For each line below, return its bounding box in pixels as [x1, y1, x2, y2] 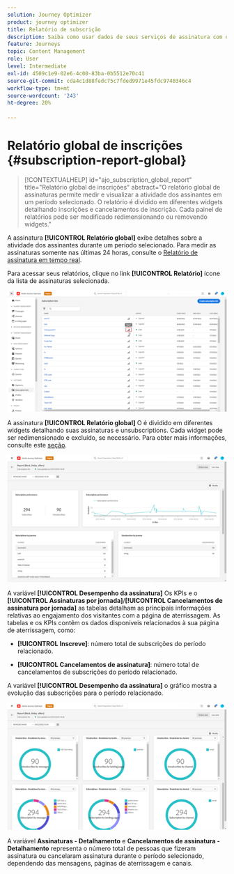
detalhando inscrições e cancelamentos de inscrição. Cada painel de [24, 205, 223, 213]
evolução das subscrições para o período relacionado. [7, 689, 164, 697]
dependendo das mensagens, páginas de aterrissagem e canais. [7, 859, 193, 868]
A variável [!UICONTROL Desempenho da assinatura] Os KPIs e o [7, 589, 198, 597]
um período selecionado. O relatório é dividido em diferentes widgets [24, 197, 223, 206]
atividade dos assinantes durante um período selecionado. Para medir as [7, 240, 217, 249]
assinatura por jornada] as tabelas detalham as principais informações [7, 604, 212, 612]
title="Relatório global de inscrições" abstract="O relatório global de [24, 183, 221, 191]
